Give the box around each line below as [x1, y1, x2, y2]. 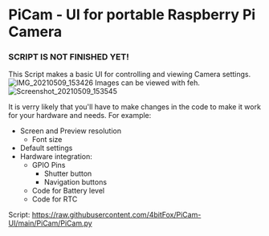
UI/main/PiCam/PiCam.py [8, 218, 92, 228]
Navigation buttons [43, 177, 107, 187]
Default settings [19, 143, 73, 153]
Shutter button [43, 169, 92, 178]
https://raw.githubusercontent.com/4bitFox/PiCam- [31, 210, 202, 220]
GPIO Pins [31, 161, 66, 170]
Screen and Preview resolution [19, 126, 122, 136]
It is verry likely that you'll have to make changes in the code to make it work [8, 102, 261, 112]
